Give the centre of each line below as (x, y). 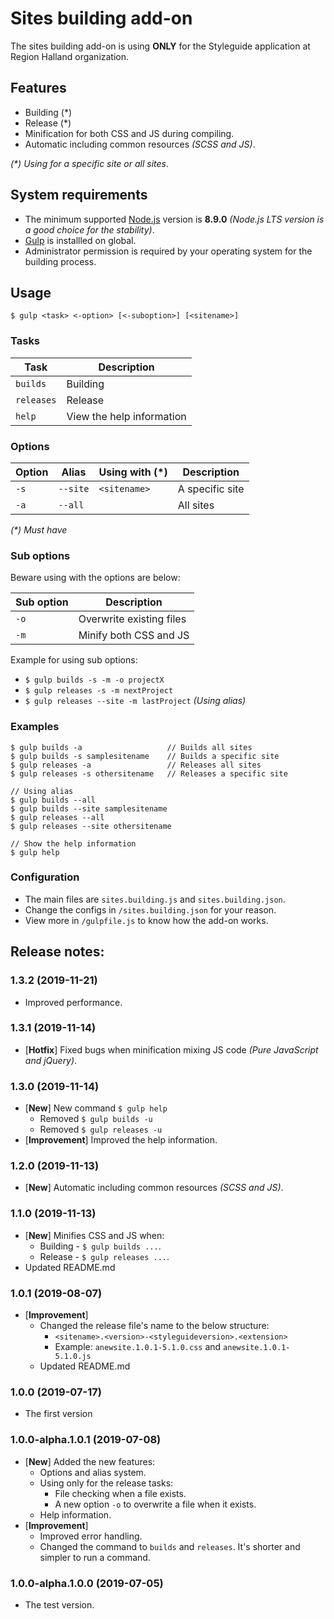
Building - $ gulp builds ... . (100, 1246)
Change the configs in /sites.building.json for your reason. (150, 909)
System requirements (79, 195)
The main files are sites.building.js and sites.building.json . (155, 899)
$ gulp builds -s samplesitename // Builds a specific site (145, 756)
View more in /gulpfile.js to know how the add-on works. (146, 920)
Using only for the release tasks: (106, 1483)
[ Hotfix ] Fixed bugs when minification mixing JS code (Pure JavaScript (171, 1049)
